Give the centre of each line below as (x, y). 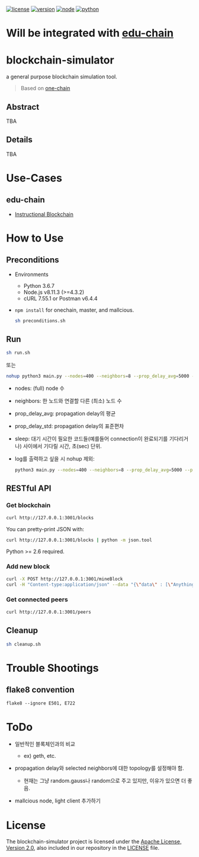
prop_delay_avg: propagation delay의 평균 (65, 414)
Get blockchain (28, 506)
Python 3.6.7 (39, 285)
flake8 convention (41, 689)
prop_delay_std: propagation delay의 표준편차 (69, 426)
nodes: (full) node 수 (40, 388)
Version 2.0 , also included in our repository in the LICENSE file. (83, 848)
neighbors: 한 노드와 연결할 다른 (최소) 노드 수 (68, 401)
